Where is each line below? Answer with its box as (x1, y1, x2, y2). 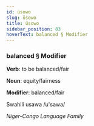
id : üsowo (6, 9, 32, 15)
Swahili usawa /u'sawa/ (6, 101, 65, 108)
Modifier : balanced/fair (6, 89, 65, 96)
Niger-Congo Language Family (6, 113, 84, 120)
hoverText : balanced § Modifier (6, 32, 88, 38)
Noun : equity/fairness (6, 77, 61, 85)
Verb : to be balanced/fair (6, 65, 70, 73)
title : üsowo (6, 20, 39, 26)
